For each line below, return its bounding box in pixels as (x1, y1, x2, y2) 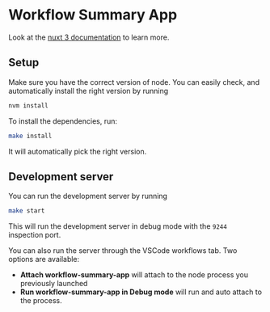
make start (8, 207, 45, 215)
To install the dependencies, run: (8, 116, 118, 126)
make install (8, 132, 53, 140)
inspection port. (8, 230, 61, 240)
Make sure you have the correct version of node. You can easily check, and (8, 77, 260, 86)
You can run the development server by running (8, 192, 168, 201)
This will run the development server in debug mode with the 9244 (8, 221, 228, 231)
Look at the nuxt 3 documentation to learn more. (8, 32, 170, 42)
